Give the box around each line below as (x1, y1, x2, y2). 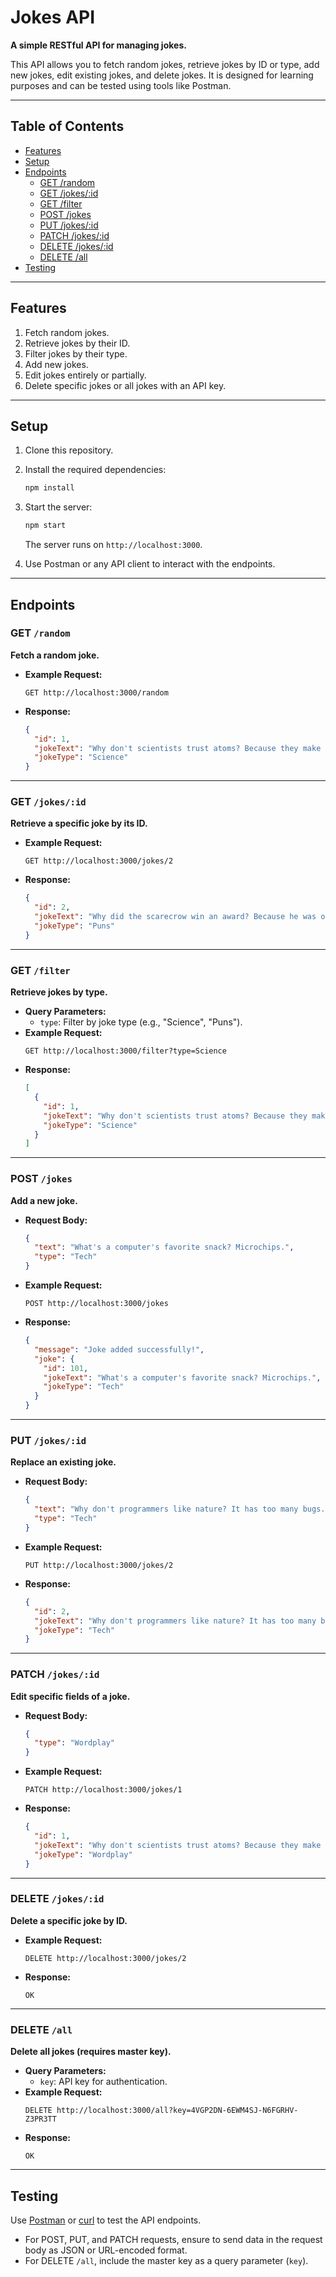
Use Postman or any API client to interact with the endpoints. (24, 558, 276, 570)
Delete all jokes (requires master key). (10, 2046, 172, 2058)
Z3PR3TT (24, 2114, 57, 2125)
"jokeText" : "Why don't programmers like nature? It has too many (34, 1616, 317, 1626)
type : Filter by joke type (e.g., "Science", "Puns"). (39, 1016, 243, 1028)
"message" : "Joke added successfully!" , (34, 1344, 205, 1355)
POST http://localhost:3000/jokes (24, 1299, 169, 1309)
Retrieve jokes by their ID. (24, 337, 131, 349)
